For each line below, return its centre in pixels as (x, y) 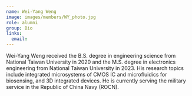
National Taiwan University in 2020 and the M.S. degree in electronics (91, 62)
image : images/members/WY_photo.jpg (51, 17)
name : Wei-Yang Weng (32, 11)
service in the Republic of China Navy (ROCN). (63, 87)
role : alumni (22, 22)
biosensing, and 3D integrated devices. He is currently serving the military (96, 81)
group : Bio (19, 28)
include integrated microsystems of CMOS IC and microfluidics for (87, 75)
